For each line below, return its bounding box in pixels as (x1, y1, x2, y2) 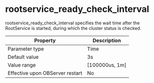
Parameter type (7, 45, 44, 52)
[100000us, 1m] (87, 61, 127, 68)
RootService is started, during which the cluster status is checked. (5, 25, 142, 31)
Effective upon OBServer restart (7, 70, 83, 77)
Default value (7, 53, 39, 60)
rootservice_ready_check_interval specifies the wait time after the (5, 20, 140, 26)
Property (34, 37, 56, 44)
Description (92, 37, 121, 44)
